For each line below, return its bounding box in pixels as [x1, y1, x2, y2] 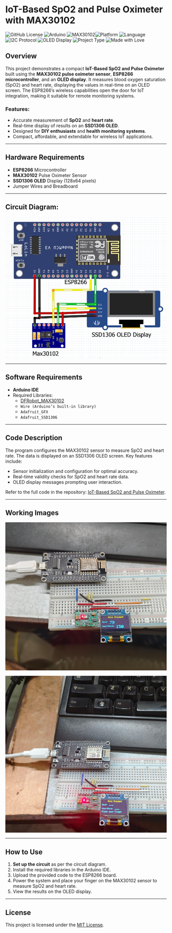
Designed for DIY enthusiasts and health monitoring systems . [12, 128, 146, 134]
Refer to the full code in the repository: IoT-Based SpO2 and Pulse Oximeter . [5, 489, 166, 495]
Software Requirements [5, 373, 83, 382]
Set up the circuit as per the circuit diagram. [12, 861, 106, 867]
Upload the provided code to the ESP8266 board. [12, 872, 117, 878]
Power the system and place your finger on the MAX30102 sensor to [12, 878, 157, 884]
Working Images [5, 509, 59, 517]
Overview [5, 52, 37, 61]
